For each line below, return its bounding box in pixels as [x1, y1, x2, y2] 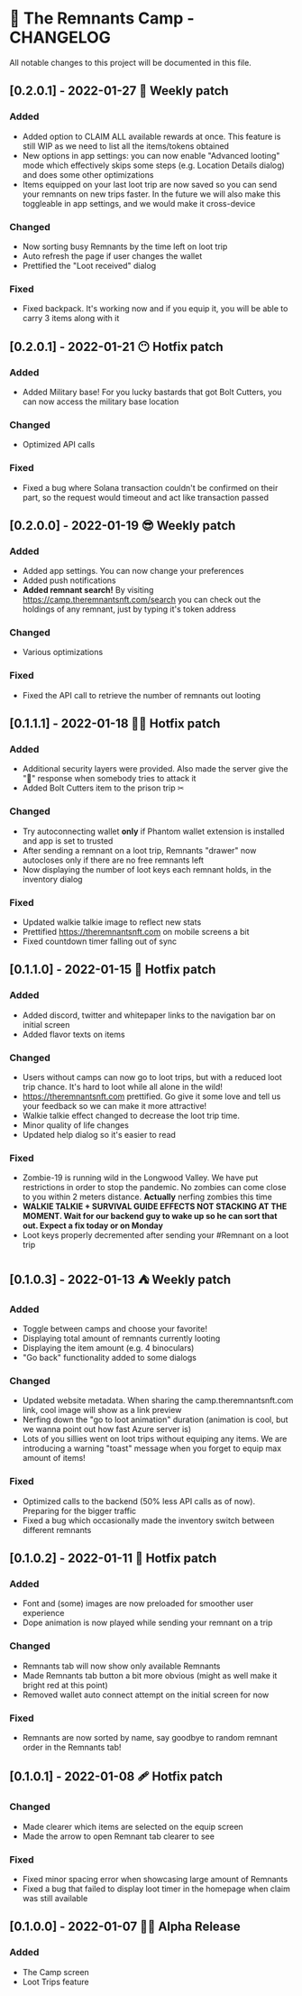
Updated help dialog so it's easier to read [22, 1130, 176, 1141]
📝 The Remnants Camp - [9, 8, 196, 29]
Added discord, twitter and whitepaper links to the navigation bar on [22, 1010, 276, 1021]
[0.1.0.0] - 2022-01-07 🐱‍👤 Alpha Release [9, 1919, 241, 1935]
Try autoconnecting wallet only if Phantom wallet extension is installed [22, 826, 286, 836]
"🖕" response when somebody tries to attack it [22, 773, 197, 784]
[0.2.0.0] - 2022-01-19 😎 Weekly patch [9, 518, 236, 533]
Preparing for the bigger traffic [22, 1505, 137, 1516]
